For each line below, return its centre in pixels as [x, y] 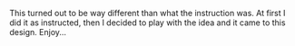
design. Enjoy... [38, 32]
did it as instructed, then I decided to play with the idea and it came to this [147, 23]
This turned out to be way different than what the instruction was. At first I [147, 13]
